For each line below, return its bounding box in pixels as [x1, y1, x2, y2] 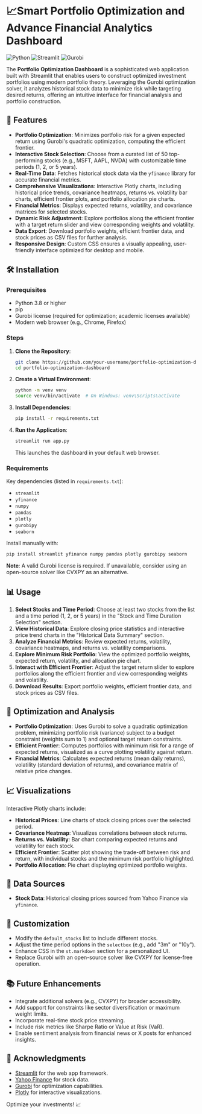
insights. [14, 1036, 36, 1043]
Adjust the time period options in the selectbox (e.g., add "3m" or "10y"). [14, 941, 196, 948]
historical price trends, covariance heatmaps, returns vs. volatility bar [14, 189, 188, 196]
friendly [14, 246, 35, 253]
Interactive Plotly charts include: [6, 805, 86, 812]
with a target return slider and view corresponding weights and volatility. [14, 221, 195, 228]
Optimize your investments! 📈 [6, 1101, 81, 1108]
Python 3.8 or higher [14, 299, 66, 307]
